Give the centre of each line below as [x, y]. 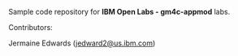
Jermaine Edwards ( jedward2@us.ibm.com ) [82, 43]
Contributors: [30, 27]
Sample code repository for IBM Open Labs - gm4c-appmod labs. [119, 12]
